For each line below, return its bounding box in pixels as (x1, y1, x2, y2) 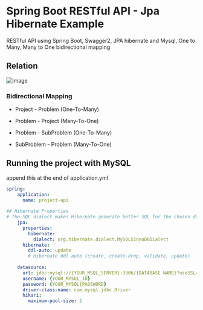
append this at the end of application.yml (6, 174, 109, 182)
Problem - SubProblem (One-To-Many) (14, 129, 112, 136)
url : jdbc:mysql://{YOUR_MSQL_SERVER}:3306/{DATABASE (22, 270, 161, 276)
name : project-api (22, 197, 69, 203)
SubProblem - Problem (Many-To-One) (14, 141, 112, 148)
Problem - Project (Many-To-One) (14, 118, 99, 125)
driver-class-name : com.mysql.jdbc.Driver (22, 286, 131, 293)
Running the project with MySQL (6, 158, 131, 168)
